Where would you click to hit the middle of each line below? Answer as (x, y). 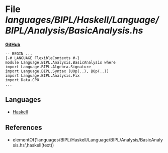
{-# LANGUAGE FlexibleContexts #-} (43, 58)
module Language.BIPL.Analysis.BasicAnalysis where (60, 62)
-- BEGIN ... (19, 54)
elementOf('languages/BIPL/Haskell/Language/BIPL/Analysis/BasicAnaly (88, 139)
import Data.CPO (22, 80)
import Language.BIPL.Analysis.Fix (43, 75)
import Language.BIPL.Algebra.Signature (48, 67)
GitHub (13, 44)
